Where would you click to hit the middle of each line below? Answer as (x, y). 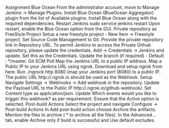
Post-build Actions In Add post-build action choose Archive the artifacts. (81, 109)
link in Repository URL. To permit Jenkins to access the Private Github (78, 45)
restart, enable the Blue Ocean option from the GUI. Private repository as (81, 29)
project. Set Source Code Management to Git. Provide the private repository (84, 39)
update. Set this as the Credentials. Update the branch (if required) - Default (85, 56)
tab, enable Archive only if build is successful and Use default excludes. (80, 120)
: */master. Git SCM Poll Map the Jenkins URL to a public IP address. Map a (83, 61)
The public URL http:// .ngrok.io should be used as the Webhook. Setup (79, 77)
